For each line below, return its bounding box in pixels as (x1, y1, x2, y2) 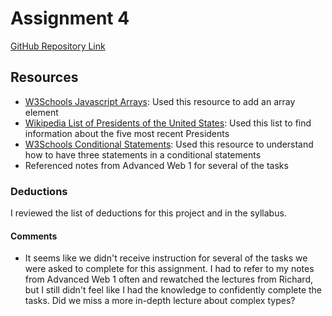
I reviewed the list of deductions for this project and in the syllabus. (10, 207, 287, 219)
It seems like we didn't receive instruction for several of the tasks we (24, 252, 308, 264)
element (24, 106, 59, 118)
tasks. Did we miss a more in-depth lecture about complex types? (24, 295, 296, 307)
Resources (10, 69, 79, 86)
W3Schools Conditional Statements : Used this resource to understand (24, 138, 314, 150)
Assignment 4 (10, 7, 130, 30)
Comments (10, 230, 58, 242)
